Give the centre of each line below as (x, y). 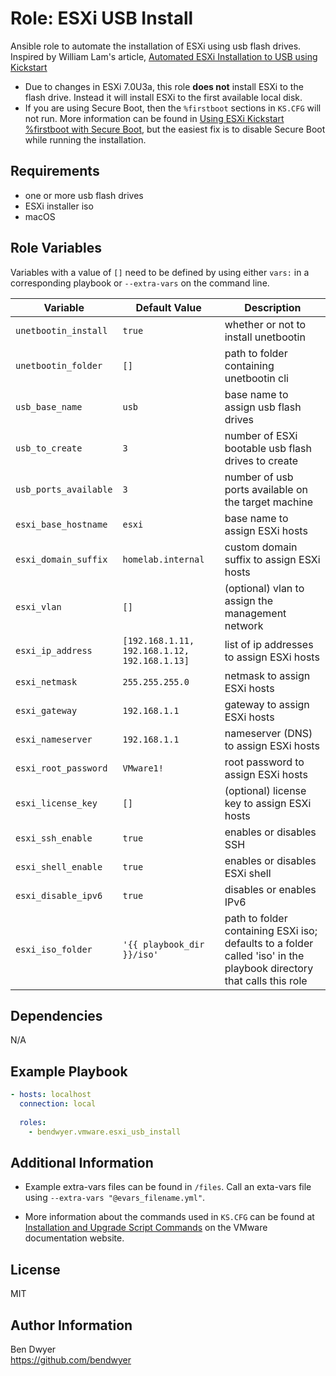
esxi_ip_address (54, 650)
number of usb (259, 477)
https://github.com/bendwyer (71, 1360)
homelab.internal (163, 559)
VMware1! (143, 768)
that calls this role (266, 980)
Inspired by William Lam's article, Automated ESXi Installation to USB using (164, 56)
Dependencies (56, 1015)
